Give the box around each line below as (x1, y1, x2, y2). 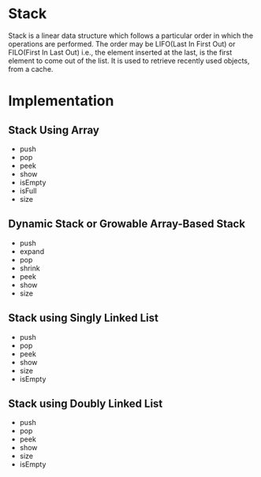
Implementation (8, 92, 114, 110)
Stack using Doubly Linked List (8, 397, 163, 410)
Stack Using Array (8, 123, 100, 136)
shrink (19, 263, 41, 273)
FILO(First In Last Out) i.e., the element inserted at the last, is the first (8, 47, 233, 57)
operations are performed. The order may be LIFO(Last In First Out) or (8, 39, 236, 48)
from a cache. (8, 64, 54, 73)
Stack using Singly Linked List (8, 311, 159, 325)
